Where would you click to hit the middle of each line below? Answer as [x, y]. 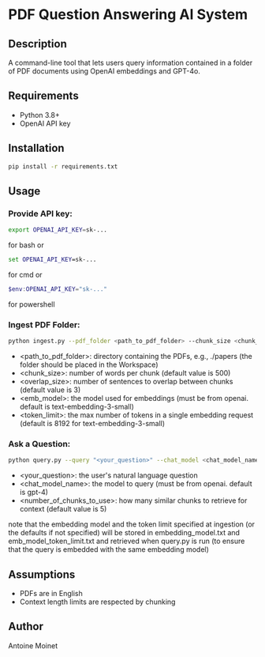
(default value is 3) [50, 390]
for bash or [26, 245]
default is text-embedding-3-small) [77, 406]
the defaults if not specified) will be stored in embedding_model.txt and [124, 533]
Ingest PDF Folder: [44, 324]
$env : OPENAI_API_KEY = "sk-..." [58, 289]
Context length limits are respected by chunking [97, 602]
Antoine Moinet [33, 645]
